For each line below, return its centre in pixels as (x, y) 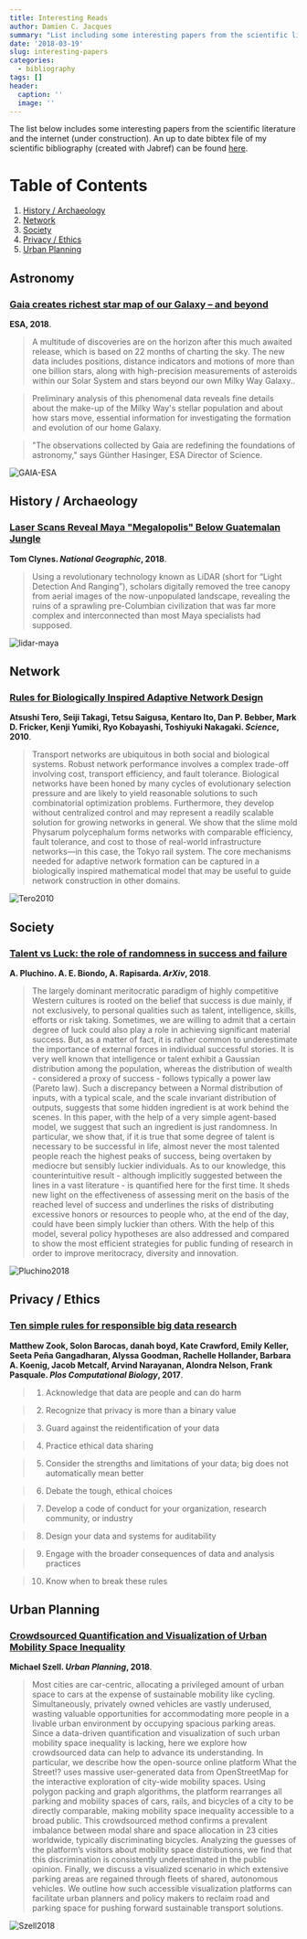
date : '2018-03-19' (47, 43)
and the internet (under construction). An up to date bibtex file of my (138, 139)
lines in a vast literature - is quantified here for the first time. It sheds (161, 1186)
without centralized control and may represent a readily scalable (153, 813)
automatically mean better (95, 1473)
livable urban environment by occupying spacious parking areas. (154, 1723)
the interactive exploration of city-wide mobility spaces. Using (148, 1782)
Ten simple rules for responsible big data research (123, 1326)
